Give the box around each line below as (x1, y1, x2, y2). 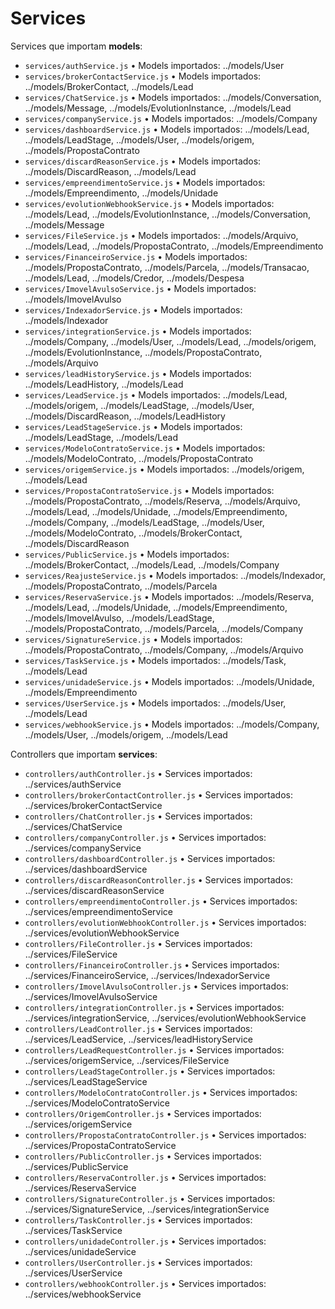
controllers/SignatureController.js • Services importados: (24, 1192, 276, 1204)
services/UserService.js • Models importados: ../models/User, (24, 697, 287, 709)
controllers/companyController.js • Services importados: (24, 831, 267, 843)
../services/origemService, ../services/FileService (24, 1054, 230, 1066)
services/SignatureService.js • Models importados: (24, 633, 243, 645)
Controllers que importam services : (10, 748, 158, 760)
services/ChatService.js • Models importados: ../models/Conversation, (24, 91, 322, 103)
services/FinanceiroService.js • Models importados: (24, 250, 248, 262)
